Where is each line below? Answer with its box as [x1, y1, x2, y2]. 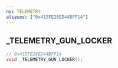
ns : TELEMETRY [6, 8, 41, 15]
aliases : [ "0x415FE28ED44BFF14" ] [6, 14, 88, 20]
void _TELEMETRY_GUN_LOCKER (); [6, 57, 83, 63]
